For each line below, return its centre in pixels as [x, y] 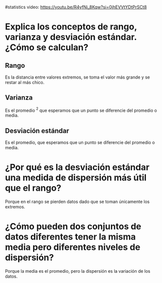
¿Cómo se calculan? [47, 48]
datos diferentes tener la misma [71, 237]
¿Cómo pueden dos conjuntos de [73, 227]
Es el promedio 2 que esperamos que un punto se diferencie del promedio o [81, 110]
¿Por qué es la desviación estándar [77, 167]
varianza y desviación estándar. [71, 37]
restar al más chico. [25, 82]
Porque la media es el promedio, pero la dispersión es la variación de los [78, 271]
